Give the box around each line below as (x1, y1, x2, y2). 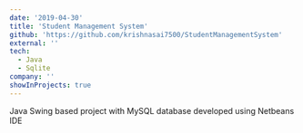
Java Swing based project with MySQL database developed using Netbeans (9, 105, 295, 116)
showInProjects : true (9, 81, 92, 90)
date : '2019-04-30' (9, 13, 84, 23)
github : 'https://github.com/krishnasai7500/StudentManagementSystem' (9, 30, 283, 39)
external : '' (9, 38, 59, 48)
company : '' (9, 72, 55, 81)
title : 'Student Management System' (9, 22, 148, 31)
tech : (9, 47, 30, 56)
